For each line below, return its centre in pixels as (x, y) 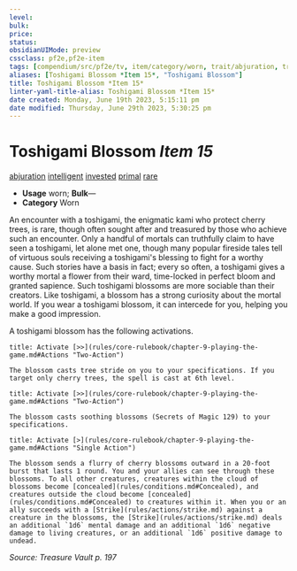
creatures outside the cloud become (76, 495)
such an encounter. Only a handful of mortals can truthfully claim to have (142, 239)
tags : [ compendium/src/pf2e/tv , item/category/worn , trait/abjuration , (144, 67)
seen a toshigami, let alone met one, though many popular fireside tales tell (146, 248)
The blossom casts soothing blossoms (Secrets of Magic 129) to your (140, 417)
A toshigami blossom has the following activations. (101, 331)
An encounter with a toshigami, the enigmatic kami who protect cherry (137, 220)
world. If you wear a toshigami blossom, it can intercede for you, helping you (148, 305)
